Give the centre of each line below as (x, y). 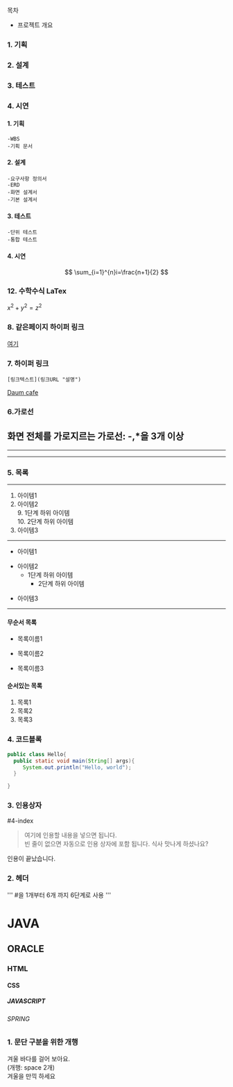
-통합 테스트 (23, 240)
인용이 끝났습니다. (32, 859)
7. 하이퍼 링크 (28, 363)
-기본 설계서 (23, 200)
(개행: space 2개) (31, 1067)
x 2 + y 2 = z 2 (25, 307)
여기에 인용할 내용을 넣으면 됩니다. (70, 835)
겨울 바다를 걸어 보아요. (39, 1059)
